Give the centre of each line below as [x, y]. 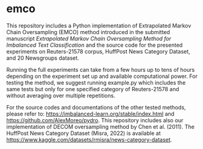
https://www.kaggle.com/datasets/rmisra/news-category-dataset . [89, 139]
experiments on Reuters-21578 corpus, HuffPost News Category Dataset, [98, 51]
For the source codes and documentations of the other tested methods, [96, 107]
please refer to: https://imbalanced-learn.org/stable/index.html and [91, 114]
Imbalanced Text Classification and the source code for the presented [94, 45]
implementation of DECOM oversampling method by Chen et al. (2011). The [101, 126]
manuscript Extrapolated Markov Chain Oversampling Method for [89, 38]
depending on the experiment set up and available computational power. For [102, 76]
